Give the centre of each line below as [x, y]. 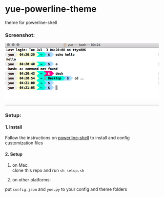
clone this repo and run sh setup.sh [48, 170]
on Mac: [20, 165]
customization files [24, 143]
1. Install [13, 127]
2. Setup [14, 154]
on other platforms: [31, 179]
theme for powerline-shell [31, 22]
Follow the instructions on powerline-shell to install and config [68, 138]
